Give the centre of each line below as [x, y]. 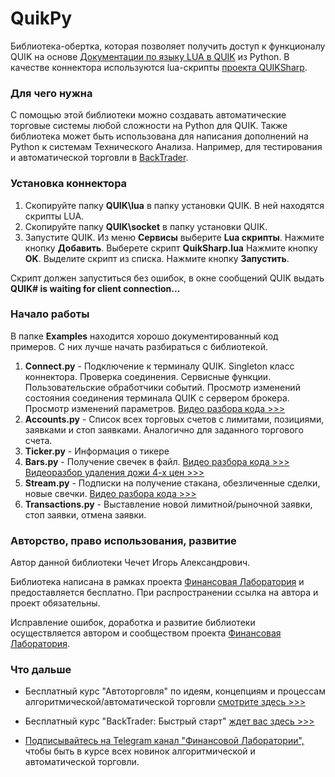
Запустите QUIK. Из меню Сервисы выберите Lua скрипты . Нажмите [174, 237]
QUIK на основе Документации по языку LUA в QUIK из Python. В [150, 56]
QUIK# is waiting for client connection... [95, 288]
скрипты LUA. [54, 216]
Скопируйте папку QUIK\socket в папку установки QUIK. [146, 226]
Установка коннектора [69, 184]
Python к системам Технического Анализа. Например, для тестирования [166, 147]
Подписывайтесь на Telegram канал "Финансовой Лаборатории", [164, 741]
